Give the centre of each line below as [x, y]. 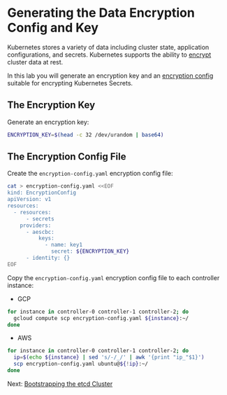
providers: [36, 226]
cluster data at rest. [35, 62]
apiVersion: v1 [29, 200]
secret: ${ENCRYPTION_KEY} [90, 251]
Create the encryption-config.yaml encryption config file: [90, 174]
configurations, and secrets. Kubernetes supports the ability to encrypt [109, 55]
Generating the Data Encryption [101, 13]
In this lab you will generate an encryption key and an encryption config [110, 76]
